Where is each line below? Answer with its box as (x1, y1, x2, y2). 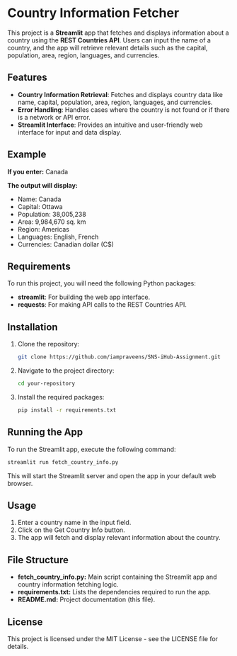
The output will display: (7, 181, 78, 189)
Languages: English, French (17, 232, 99, 241)
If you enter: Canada (7, 167, 69, 176)
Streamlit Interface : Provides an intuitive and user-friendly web (17, 120, 203, 129)
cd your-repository (17, 380, 76, 388)
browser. (7, 479, 33, 487)
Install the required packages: (17, 392, 105, 401)
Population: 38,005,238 (17, 210, 86, 218)
